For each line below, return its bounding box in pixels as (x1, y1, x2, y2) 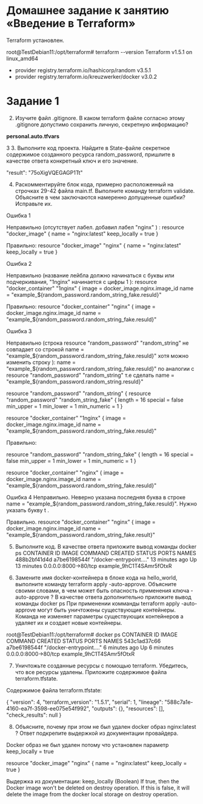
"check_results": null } (6, 711, 62, 718)
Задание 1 (6, 95, 59, 108)
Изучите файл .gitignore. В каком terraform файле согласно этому (15, 114, 185, 121)
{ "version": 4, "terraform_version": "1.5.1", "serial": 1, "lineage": (6, 698, 164, 706)
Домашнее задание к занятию (6, 4, 170, 18)
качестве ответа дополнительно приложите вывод (59, 593, 192, 601)
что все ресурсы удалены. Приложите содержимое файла (15, 668, 167, 675)
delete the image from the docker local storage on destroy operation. (6, 790, 179, 798)
